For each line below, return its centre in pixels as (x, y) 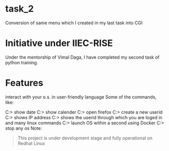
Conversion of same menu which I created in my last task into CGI (74, 23)
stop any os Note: (24, 128)
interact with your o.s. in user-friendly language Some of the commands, (81, 97)
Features (24, 83)
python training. (22, 62)
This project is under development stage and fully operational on (85, 138)
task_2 (19, 9)
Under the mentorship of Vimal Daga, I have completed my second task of (82, 57)
